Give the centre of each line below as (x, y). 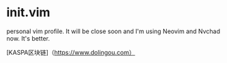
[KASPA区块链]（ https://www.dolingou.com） (71, 52)
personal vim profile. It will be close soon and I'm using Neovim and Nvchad (113, 31)
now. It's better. (28, 38)
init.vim (28, 13)
